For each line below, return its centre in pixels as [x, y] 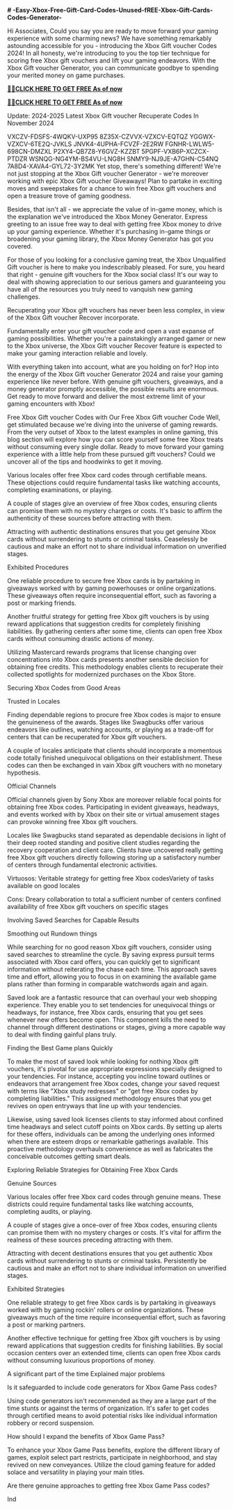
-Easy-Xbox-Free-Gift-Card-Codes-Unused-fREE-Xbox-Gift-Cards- [113, 10]
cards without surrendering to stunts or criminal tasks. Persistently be [107, 1261]
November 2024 [31, 123]
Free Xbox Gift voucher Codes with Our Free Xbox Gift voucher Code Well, [114, 417]
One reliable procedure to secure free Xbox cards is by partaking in [104, 581]
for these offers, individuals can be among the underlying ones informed [111, 1134]
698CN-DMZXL [30, 151]
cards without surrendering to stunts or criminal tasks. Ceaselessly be [107, 539]
